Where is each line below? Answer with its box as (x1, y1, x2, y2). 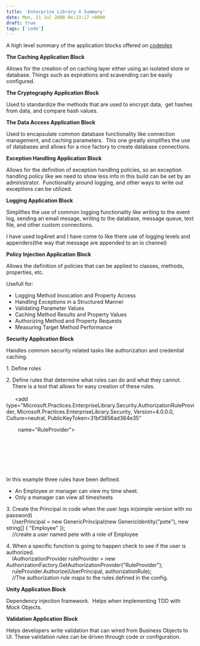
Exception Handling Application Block (6, 155, 102, 162)
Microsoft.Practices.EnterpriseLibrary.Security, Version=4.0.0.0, (17, 408, 174, 416)
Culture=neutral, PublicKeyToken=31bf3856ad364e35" (6, 415, 142, 422)
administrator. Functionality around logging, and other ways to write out (6, 179, 184, 186)
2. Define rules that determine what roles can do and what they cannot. (6, 376, 181, 383)
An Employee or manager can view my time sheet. (14, 487, 139, 495)
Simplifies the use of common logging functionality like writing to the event (6, 209, 190, 216)
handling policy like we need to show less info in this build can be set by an (6, 173, 191, 180)
